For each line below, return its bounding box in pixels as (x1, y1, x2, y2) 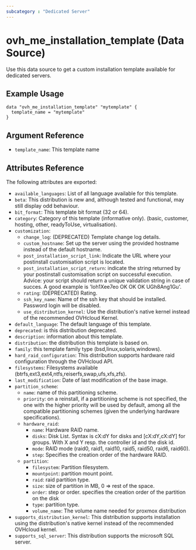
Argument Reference (6, 130, 84, 141)
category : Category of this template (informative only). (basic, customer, (14, 215, 189, 221)
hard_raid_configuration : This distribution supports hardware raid (14, 352, 175, 358)
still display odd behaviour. (14, 203, 80, 209)
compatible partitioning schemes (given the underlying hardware (23, 408, 180, 415)
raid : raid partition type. (32, 476, 91, 483)
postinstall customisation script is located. (23, 258, 125, 265)
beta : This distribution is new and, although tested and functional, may (14, 196, 184, 203)
